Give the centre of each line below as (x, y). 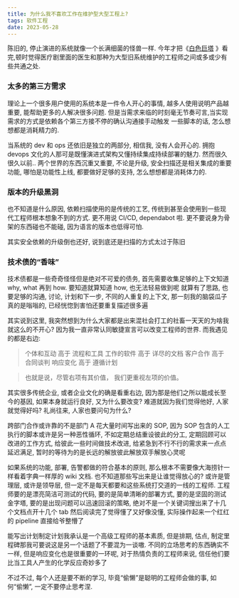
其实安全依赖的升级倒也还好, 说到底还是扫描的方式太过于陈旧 (96, 241)
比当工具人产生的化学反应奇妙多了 (57, 562)
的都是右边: (24, 338)
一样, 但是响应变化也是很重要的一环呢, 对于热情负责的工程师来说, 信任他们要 (118, 554)
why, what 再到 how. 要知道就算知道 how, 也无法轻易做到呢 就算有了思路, (114, 288)
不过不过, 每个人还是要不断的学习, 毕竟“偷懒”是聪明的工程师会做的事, (108, 578)
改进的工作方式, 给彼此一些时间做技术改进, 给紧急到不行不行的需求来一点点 (117, 444)
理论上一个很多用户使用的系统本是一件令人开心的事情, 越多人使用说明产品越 (118, 103)
